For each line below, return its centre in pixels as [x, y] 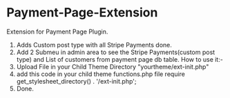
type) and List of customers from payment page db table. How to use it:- [120, 59]
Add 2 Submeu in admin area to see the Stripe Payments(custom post [116, 52]
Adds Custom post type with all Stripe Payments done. [94, 45]
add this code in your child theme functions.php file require [101, 74]
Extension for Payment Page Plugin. [57, 32]
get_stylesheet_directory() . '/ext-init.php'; [76, 81]
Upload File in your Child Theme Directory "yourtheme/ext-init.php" [113, 66]
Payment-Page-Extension [82, 13]
